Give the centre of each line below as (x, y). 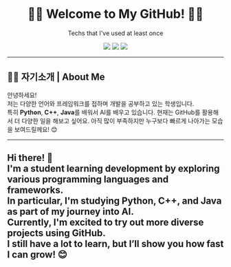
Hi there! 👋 (30, 158)
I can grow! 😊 (37, 255)
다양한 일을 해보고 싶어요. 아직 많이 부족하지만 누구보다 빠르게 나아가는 (116, 120)
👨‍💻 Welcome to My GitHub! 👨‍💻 (115, 14)
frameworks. (35, 190)
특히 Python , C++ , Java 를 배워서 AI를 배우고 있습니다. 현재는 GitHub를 (104, 112)
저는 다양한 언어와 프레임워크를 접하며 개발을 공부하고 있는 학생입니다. (101, 103)
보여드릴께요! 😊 (36, 129)
